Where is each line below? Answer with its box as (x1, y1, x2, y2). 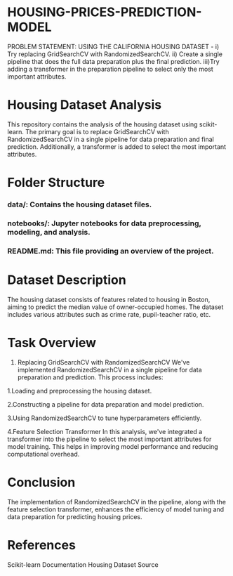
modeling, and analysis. (7, 227, 91, 237)
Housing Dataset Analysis (7, 97, 162, 113)
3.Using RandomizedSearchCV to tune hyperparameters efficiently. (7, 414, 202, 422)
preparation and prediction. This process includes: (17, 373, 164, 381)
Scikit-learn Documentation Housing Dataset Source (7, 560, 159, 569)
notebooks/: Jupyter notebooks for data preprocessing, (7, 218, 201, 228)
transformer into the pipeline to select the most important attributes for (7, 435, 212, 443)
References (7, 537, 76, 553)
